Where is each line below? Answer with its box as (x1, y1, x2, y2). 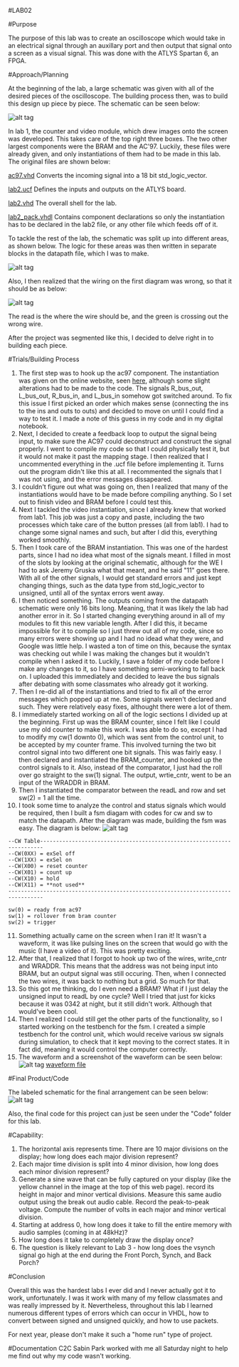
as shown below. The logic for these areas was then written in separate (8, 242, 217, 250)
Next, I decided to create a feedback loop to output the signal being (18, 430, 217, 438)
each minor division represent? (18, 1167, 110, 1176)
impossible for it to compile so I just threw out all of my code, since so (18, 627, 223, 635)
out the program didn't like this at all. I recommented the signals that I (18, 468, 222, 475)
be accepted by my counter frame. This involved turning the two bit (18, 740, 216, 749)
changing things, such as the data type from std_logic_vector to (18, 581, 205, 590)
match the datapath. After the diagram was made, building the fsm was (18, 817, 227, 824)
